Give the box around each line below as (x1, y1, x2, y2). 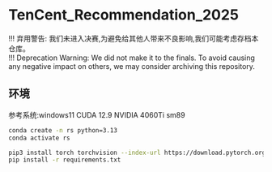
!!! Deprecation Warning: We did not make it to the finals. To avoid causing (8, 53, 255, 62)
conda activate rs (8, 134, 70, 142)
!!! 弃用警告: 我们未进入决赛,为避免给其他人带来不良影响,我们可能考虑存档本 (8, 33, 259, 43)
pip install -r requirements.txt (8, 156, 121, 164)
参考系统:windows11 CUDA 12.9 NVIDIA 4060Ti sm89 (8, 110, 185, 119)
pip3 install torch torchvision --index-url (8, 148, 161, 157)
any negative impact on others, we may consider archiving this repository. (8, 61, 255, 71)
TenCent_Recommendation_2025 (8, 6, 239, 24)
